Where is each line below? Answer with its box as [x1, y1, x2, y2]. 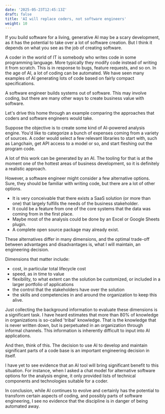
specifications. [5, 81, 35, 87]
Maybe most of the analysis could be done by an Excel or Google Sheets [12, 216, 160, 222]
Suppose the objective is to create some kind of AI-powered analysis [5, 125, 145, 131]
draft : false [5, 12, 32, 17]
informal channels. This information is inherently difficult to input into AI [5, 328, 150, 334]
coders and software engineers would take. [5, 115, 94, 121]
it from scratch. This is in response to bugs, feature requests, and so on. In [5, 65, 157, 71]
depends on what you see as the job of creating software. [5, 45, 122, 51]
